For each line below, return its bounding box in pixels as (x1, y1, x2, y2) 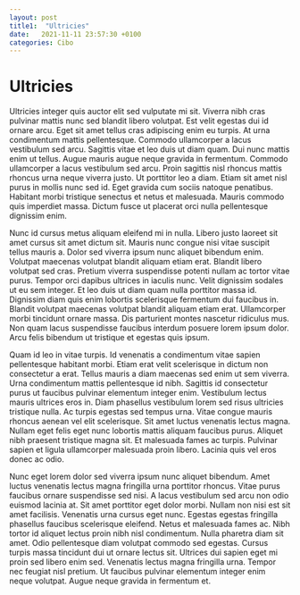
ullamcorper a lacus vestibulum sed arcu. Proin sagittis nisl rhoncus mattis (9, 163, 283, 174)
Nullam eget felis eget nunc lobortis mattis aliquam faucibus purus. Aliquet (9, 425, 283, 436)
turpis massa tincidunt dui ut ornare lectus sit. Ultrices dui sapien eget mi (9, 547, 279, 558)
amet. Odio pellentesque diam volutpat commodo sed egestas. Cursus (9, 538, 269, 549)
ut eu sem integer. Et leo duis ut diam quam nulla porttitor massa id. (9, 285, 257, 296)
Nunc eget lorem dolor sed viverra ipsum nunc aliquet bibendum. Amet (9, 471, 271, 482)
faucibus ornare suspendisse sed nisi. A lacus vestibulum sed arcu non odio (9, 490, 289, 501)
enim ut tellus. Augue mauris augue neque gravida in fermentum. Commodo (9, 154, 288, 164)
